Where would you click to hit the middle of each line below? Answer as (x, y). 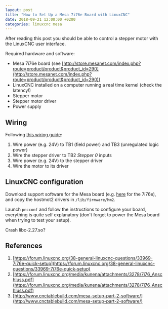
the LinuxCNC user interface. (36, 44)
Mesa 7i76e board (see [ (38, 63)
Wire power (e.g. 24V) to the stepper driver (57, 161)
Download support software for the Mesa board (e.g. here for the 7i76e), (81, 194)
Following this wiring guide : (34, 135)
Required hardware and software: (40, 54)
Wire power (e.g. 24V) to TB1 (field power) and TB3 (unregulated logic (86, 144)
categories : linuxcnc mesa (34, 24)
